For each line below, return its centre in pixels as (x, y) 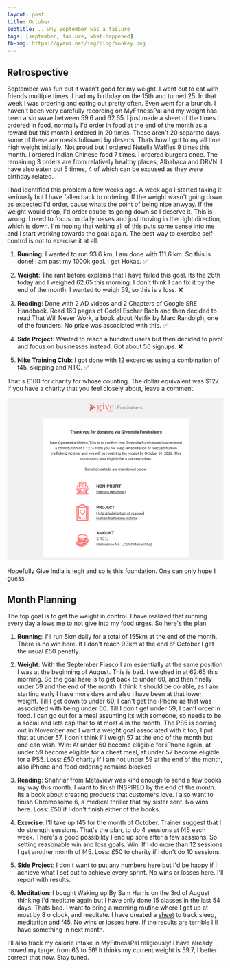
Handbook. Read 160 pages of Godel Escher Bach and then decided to (117, 311)
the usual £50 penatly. (48, 651)
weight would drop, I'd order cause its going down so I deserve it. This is (110, 211)
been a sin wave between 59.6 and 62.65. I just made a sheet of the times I (113, 117)
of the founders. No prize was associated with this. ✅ (92, 325)
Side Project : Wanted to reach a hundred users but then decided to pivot (120, 339)
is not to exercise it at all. (64, 240)
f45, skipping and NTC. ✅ (53, 367)
